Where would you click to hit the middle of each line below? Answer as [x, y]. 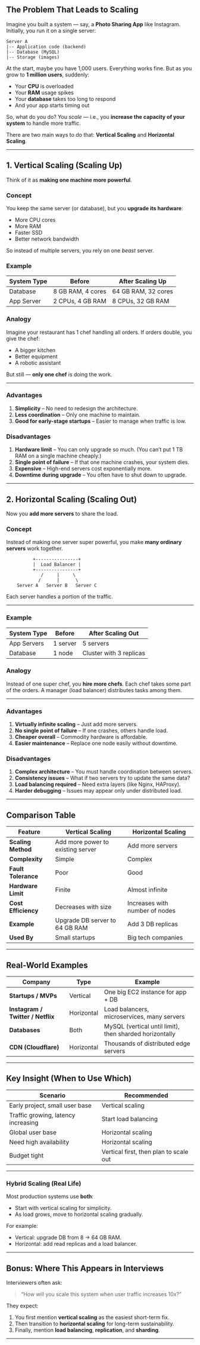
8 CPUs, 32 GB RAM [141, 301]
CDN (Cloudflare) [34, 1048]
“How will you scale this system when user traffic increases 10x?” [101, 1294]
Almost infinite [147, 890]
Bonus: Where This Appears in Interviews [85, 1268]
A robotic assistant [38, 363]
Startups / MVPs [33, 996]
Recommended [146, 1095]
